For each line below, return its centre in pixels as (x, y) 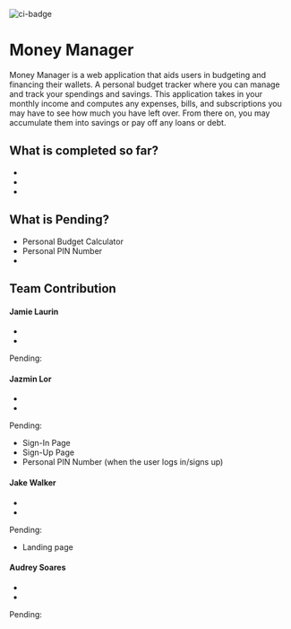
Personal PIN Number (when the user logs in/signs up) (123, 462)
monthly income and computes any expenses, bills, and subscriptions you (145, 103)
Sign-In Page (46, 443)
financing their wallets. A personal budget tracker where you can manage (145, 84)
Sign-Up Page (48, 452)
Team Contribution (63, 288)
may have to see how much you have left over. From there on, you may (140, 113)
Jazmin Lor (30, 379)
